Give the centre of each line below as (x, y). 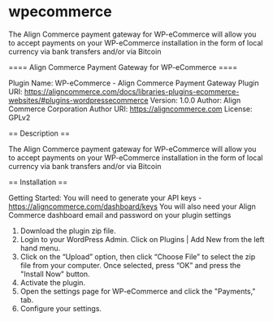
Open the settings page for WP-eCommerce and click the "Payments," (138, 291)
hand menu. (40, 248)
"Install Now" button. (55, 274)
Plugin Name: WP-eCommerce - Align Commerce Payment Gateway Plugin (134, 83)
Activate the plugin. (53, 282)
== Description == (39, 133)
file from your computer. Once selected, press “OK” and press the (130, 265)
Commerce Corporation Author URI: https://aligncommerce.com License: (131, 109)
